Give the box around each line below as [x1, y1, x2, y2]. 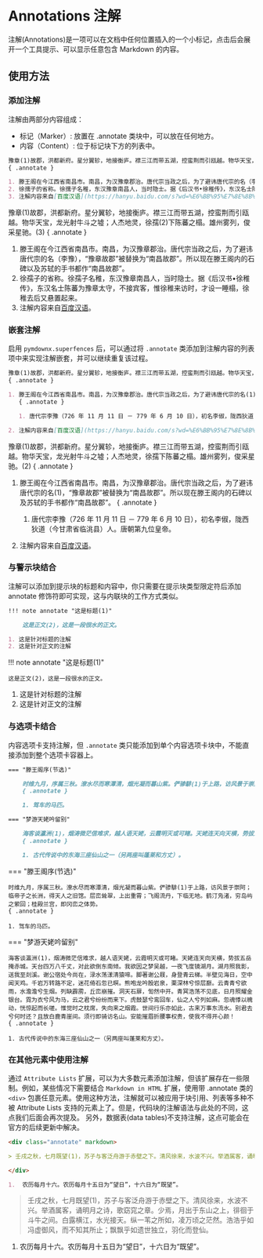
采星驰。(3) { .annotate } [8, 228, 88, 236]
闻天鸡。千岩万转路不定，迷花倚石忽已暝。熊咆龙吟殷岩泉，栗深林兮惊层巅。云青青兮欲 [8, 979, 247, 987]
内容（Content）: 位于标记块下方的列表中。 [19, 140, 160, 150]
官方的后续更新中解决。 [8, 1122, 84, 1132]
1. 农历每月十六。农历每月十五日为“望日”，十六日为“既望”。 [8, 1180, 182, 1189]
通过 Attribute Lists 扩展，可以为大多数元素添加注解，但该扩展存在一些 [8, 1073, 243, 1083]
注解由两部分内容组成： [8, 115, 84, 124]
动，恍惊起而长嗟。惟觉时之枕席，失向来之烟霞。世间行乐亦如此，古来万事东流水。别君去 [8, 1004, 253, 1012]
